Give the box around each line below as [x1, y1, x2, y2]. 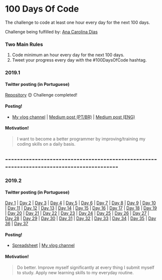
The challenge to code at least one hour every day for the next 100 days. [5, 19, 150, 25]
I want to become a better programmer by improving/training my [16, 136, 146, 142]
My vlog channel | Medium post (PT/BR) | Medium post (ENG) [12, 114, 135, 120]
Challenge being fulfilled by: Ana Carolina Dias [5, 29, 98, 34]
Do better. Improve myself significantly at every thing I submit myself [16, 264, 155, 270]
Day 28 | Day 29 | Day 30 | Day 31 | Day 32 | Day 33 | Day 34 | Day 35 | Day [5, 215, 156, 221]
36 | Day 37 [5, 221, 29, 227]
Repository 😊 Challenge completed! [5, 92, 78, 98]
